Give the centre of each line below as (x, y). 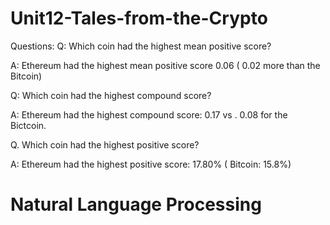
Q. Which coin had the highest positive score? (105, 144)
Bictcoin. (28, 125)
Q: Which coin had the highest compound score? (111, 95)
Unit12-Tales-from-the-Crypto (139, 18)
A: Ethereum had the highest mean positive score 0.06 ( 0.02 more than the (165, 65)
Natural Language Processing (136, 204)
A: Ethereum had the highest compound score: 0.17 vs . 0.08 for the (149, 114)
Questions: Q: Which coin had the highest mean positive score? (141, 46)
